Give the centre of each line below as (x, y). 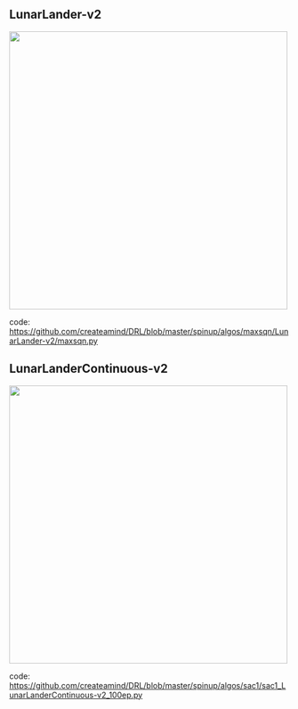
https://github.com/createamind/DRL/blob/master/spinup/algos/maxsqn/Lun (149, 331)
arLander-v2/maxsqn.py (53, 341)
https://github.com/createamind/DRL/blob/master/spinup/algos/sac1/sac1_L (148, 685)
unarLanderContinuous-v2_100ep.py (76, 695)
